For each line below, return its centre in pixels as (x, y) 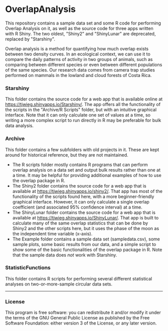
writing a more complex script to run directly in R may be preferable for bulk (83, 120)
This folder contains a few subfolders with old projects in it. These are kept (82, 149)
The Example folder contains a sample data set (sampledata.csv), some (86, 239)
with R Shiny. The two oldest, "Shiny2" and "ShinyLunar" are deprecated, (80, 33)
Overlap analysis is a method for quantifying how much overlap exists (77, 48)
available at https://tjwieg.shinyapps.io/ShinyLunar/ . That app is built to (85, 217)
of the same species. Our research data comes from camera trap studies (80, 70)
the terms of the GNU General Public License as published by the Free (77, 318)
